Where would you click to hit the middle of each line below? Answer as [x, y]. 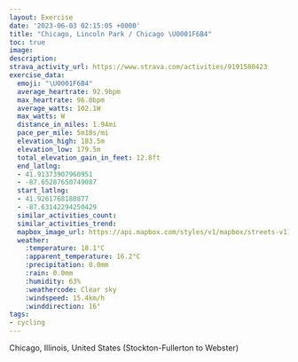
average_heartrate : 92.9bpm [69, 91]
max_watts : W [41, 116]
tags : [19, 315]
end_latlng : [39, 166]
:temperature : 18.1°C [65, 248]
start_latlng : [43, 191]
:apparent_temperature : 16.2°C [83, 257]
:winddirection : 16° [63, 306]
